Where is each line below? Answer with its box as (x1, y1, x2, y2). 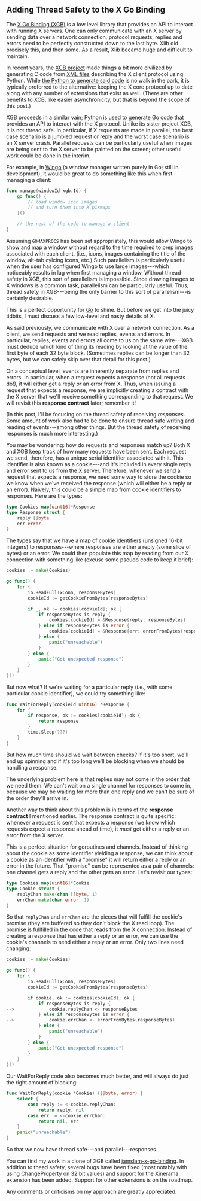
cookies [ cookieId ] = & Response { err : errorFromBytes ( (48, 628, 184, 634)
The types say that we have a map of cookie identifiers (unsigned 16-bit (6, 537, 184, 544)
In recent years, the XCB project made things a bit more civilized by (6, 64, 172, 71)
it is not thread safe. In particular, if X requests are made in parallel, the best (6, 126, 193, 133)
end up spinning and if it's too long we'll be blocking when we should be (6, 758, 184, 765)
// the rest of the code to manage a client (17, 221, 130, 227)
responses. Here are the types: (6, 492, 83, 499)
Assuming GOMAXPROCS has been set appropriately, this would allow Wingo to (6, 237, 193, 244)
